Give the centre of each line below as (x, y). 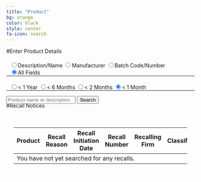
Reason (57, 145)
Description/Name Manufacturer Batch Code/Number (92, 65)
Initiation (86, 141)
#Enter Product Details (34, 51)
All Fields (29, 73)
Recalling (148, 137)
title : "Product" (28, 12)
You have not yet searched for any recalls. (76, 159)
